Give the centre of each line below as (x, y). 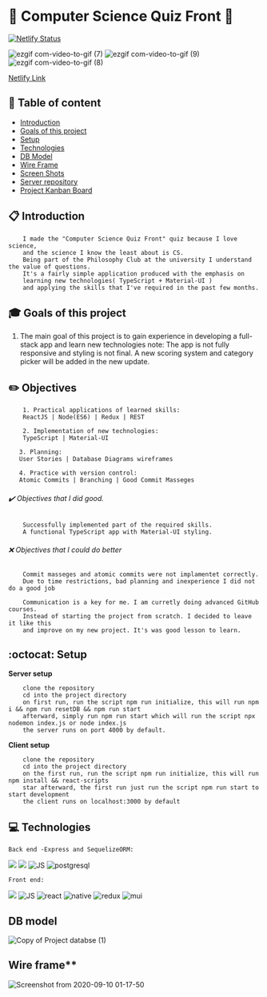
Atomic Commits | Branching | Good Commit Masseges (107, 480)
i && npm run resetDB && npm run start (75, 709)
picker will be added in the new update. (85, 362)
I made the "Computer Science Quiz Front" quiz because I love (130, 239)
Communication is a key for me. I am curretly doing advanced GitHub (141, 602)
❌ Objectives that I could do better (65, 550)
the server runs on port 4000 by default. (94, 730)
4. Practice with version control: (78, 473)
